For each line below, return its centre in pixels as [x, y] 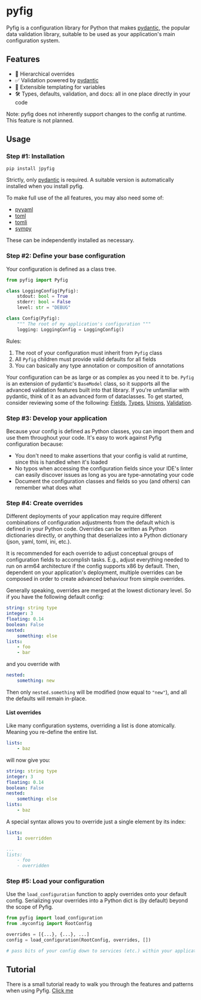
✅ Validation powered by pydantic [57, 80]
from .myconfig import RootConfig [49, 924]
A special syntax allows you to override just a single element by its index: [96, 822]
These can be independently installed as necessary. [70, 240]
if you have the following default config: [55, 597]
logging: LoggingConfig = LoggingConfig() [71, 329]
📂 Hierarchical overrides [45, 74]
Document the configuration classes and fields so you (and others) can [102, 481]
